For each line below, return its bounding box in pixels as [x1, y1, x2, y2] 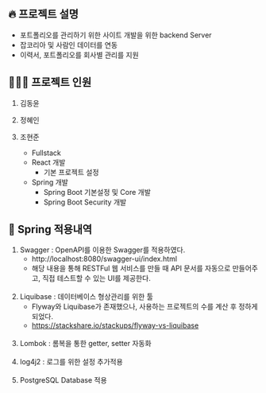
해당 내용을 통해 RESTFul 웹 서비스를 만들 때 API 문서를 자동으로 [31, 263, 231, 273]
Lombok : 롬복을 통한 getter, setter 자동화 [19, 339, 152, 348]
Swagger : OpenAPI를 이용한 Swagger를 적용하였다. [19, 245, 186, 255]
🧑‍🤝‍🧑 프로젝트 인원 [8, 76, 92, 89]
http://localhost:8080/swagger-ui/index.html [31, 254, 177, 264]
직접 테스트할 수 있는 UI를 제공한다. [42, 274, 151, 283]
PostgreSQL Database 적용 [19, 375, 107, 385]
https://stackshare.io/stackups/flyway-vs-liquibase [31, 321, 199, 330]
